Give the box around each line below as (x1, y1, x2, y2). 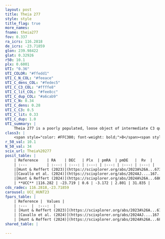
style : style (5, 16, 32, 21)
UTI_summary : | (5, 121, 36, 126)
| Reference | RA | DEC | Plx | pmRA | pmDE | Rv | (14, 158, 153, 162)
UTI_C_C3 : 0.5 (5, 107, 34, 113)
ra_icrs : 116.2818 (5, 39, 43, 44)
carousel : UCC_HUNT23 (5, 189, 50, 194)
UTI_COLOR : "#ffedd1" (5, 71, 50, 76)
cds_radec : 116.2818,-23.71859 (5, 185, 69, 190)
